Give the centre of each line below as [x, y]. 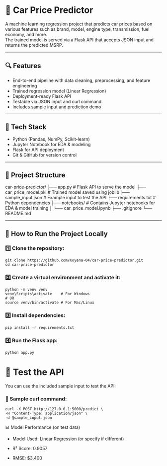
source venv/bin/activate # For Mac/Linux [50, 303]
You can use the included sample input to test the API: [60, 386]
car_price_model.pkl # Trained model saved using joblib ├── [68, 192]
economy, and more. [26, 34]
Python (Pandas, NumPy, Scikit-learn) [51, 139]
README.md [18, 214]
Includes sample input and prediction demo [57, 107]
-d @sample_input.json [29, 418]
